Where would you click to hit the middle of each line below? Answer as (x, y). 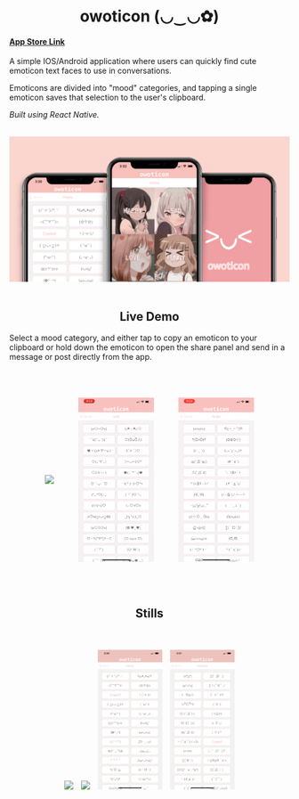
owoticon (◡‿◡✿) (149, 16)
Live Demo (149, 317)
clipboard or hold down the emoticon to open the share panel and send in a (147, 347)
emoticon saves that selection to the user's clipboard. (108, 98)
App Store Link (37, 41)
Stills (149, 613)
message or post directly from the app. (81, 357)
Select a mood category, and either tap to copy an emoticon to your (133, 338)
